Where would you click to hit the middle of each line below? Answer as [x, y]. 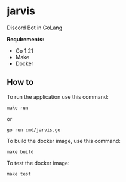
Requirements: [25, 39]
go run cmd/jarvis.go [34, 130]
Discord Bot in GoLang [34, 28]
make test [19, 174]
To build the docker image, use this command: [64, 141]
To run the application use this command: [58, 96]
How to [20, 82]
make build [20, 152]
